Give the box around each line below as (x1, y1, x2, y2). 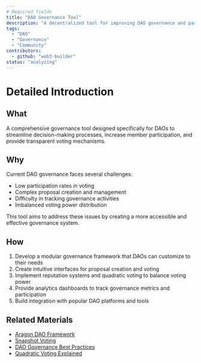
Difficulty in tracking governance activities (14, 195, 120, 202)
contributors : (6, 48, 42, 54)
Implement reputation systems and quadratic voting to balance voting (14, 272, 187, 279)
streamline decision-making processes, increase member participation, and (6, 131, 193, 138)
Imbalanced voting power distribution (14, 202, 107, 209)
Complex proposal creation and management (14, 188, 127, 196)
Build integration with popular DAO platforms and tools (14, 298, 150, 305)
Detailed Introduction (6, 85, 114, 98)
